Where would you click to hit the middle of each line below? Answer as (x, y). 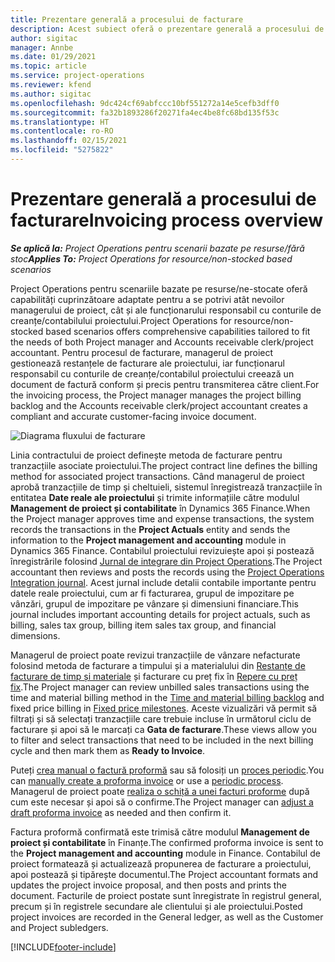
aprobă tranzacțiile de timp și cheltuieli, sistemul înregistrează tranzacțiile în (166, 487)
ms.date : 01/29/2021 (53, 57)
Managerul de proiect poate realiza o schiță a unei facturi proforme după (160, 791)
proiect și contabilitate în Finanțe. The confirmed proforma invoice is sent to (167, 842)
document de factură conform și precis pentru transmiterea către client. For (165, 384)
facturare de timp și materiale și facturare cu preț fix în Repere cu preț (154, 676)
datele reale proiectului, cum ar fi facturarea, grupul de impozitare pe (152, 593)
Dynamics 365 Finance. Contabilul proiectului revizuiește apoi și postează (162, 550)
